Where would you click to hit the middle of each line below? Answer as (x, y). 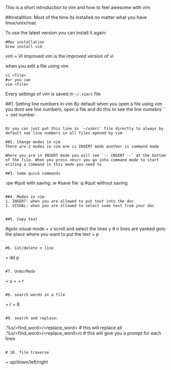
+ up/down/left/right (27, 362)
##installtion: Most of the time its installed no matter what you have (76, 17)
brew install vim (24, 47)
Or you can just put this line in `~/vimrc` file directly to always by (84, 129)
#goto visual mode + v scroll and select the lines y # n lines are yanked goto (85, 229)
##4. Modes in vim (25, 197)
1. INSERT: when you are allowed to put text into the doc (70, 201)
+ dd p (12, 258)
